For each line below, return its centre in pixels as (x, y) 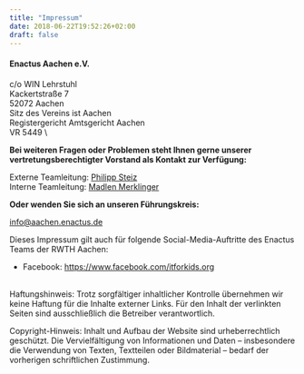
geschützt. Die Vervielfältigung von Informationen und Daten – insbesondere (152, 340)
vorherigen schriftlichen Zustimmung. (79, 359)
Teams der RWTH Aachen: (59, 249)
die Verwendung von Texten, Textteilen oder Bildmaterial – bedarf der (139, 349)
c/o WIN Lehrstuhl (43, 84)
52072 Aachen (37, 103)
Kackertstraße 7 (39, 93)
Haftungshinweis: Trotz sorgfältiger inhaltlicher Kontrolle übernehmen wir (147, 294)
